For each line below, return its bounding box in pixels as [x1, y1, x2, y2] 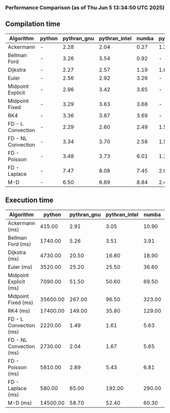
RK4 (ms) [8, 307, 30, 314]
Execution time [5, 196, 54, 205]
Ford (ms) [8, 240, 31, 247]
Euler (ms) [8, 263, 33, 270]
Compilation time [5, 20, 61, 28]
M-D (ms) [8, 399, 32, 406]
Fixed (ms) [8, 299, 34, 306]
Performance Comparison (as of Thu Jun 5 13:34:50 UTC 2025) [5, 4, 165, 11]
